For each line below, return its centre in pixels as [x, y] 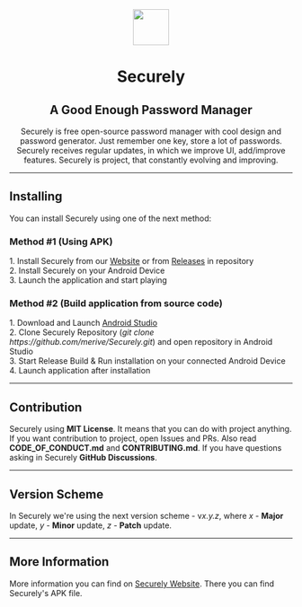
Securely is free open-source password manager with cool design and [151, 131]
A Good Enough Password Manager [151, 110]
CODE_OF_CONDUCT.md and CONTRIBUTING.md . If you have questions [146, 448]
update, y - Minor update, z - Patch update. [91, 525]
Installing [36, 197]
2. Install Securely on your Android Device [87, 271]
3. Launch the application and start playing [89, 280]
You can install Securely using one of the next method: [111, 218]
